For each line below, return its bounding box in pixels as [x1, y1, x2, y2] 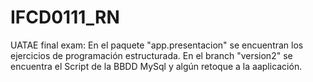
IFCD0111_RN [10, 6, 120, 29]
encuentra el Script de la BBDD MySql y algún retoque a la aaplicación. [10, 60, 303, 72]
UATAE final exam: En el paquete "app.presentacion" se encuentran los [10, 39, 304, 51]
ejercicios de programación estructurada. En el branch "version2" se [10, 49, 293, 61]
